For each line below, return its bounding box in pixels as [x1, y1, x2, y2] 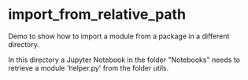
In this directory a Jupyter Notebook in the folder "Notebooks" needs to [8, 55, 240, 64]
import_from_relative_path [8, 5, 187, 24]
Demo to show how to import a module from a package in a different [8, 31, 230, 41]
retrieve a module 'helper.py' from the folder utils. [8, 63, 169, 72]
